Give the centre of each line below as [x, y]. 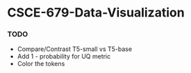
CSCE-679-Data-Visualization [96, 13]
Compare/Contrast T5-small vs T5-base [75, 49]
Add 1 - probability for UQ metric [64, 56]
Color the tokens [41, 64]
